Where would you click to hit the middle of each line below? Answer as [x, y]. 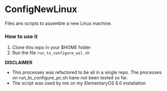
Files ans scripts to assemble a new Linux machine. [58, 23]
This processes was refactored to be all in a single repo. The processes [87, 72]
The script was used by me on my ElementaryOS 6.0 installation [79, 83]
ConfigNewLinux [41, 9]
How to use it [21, 36]
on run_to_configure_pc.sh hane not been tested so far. [70, 78]
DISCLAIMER [19, 63]
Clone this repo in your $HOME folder [51, 48]
